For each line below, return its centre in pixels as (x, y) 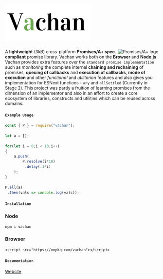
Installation (18, 204)
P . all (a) (14, 187)
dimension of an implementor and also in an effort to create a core (71, 93)
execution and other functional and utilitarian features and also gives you (79, 78)
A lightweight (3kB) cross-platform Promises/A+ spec (60, 51)
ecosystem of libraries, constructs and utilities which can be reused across (80, 98)
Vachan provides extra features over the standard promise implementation (80, 62)
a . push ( (21, 157)
